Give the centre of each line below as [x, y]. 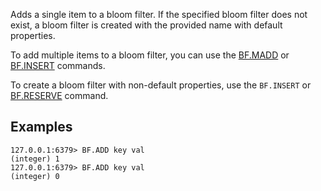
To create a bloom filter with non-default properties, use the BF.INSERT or [161, 85]
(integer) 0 [35, 176]
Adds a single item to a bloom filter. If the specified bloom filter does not [159, 14]
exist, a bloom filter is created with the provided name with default [146, 25]
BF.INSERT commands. [58, 65]
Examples [41, 127]
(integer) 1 [35, 159]
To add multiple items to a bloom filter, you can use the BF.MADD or [150, 55]
